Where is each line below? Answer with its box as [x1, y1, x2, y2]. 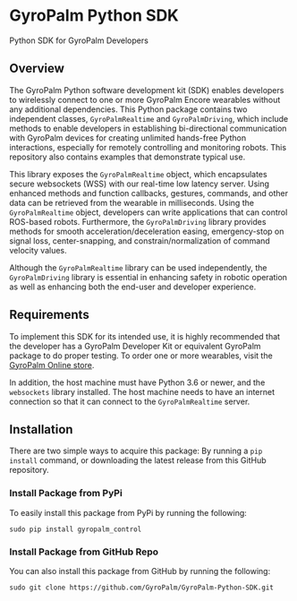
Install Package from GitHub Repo [9, 545, 159, 558]
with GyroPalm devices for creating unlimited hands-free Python [9, 132, 247, 143]
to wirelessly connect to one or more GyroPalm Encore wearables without [9, 94, 281, 105]
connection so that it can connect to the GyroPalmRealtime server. [9, 396, 250, 407]
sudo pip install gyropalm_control [9, 525, 142, 534]
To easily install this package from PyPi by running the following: [9, 507, 248, 518]
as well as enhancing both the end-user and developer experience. [9, 281, 257, 292]
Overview [9, 61, 65, 76]
